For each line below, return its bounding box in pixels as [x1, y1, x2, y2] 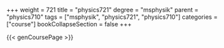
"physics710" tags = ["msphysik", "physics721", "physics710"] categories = [6, 13, 218, 21]
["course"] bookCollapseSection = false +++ [6, 20, 132, 28]
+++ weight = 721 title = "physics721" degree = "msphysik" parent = [6, 6, 199, 14]
